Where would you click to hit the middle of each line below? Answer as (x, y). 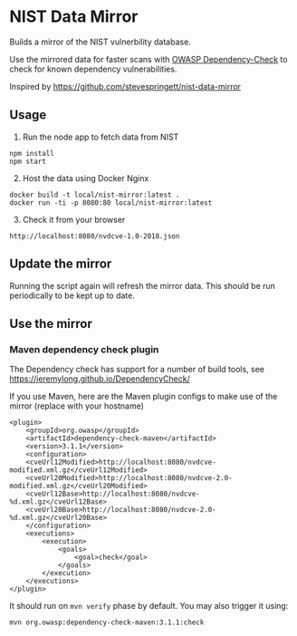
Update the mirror (61, 264)
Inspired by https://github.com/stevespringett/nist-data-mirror (125, 86)
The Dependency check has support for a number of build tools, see (137, 370)
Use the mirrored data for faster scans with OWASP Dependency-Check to (148, 59)
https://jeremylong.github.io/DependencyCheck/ (100, 379)
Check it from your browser (74, 219)
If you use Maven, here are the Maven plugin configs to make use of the (144, 397)
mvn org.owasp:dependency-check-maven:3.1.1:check (107, 622)
